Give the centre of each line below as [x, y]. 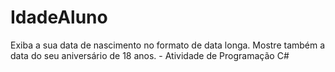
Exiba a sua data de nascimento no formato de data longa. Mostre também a [168, 45]
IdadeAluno [59, 17]
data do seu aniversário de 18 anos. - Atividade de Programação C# [150, 55]
